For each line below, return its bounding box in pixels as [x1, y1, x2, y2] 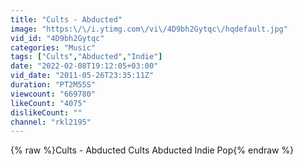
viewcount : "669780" [10, 89, 97, 99]
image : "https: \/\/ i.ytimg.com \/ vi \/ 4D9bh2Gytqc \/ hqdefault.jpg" [10, 24, 288, 34]
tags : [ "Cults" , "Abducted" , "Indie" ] [10, 52, 163, 62]
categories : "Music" [10, 42, 97, 53]
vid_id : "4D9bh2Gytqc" [10, 33, 105, 43]
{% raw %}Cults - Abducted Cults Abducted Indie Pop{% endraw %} [10, 144, 295, 156]
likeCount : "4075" [10, 98, 87, 108]
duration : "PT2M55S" [10, 80, 97, 90]
